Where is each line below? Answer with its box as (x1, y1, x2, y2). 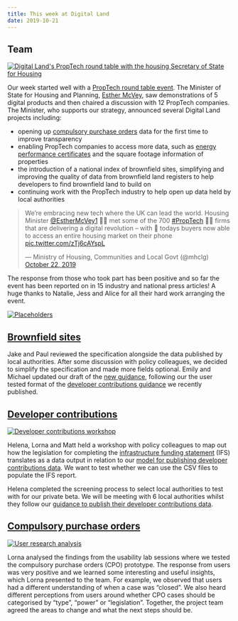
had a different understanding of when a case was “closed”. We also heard (7, 583, 226, 591)
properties (17, 158, 48, 166)
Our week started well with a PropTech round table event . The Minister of (7, 83, 222, 92)
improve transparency (17, 135, 82, 143)
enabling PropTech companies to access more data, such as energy (17, 143, 217, 151)
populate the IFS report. (7, 471, 77, 479)
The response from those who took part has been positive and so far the (7, 274, 220, 282)
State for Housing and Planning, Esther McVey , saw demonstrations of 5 (7, 91, 218, 99)
